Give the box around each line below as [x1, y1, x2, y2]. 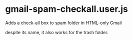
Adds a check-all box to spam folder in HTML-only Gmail [5, 20, 122, 26]
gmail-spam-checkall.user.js [5, 3, 128, 15]
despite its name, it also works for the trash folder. [5, 29, 108, 35]
